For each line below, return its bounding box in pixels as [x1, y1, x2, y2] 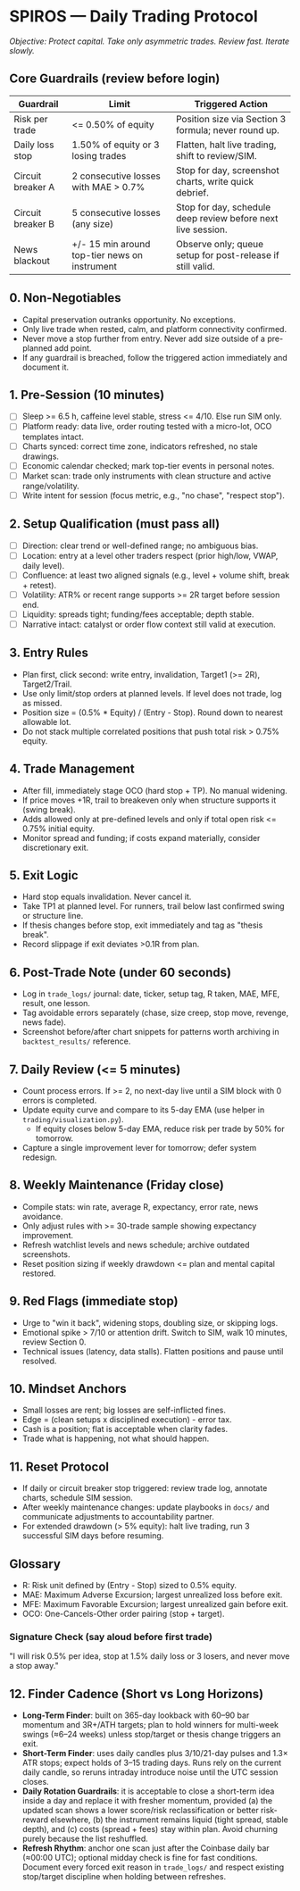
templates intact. [21, 431, 85, 442]
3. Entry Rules [9, 646, 89, 661]
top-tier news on [71, 248, 144, 261]
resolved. [21, 1355, 57, 1366]
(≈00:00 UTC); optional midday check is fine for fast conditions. [21, 1853, 258, 1863]
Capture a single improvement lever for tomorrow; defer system [21, 1143, 257, 1153]
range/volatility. [21, 480, 80, 491]
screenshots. [21, 1248, 71, 1260]
